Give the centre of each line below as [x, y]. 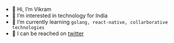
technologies [28, 27]
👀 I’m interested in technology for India [60, 16]
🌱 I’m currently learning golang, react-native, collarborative [90, 22]
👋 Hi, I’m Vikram [32, 9]
